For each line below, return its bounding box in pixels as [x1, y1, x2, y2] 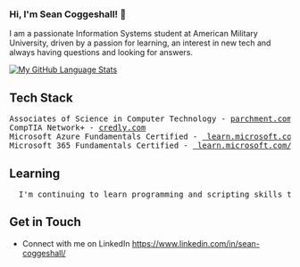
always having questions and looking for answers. [9, 47, 194, 58]
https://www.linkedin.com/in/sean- [131, 238, 261, 248]
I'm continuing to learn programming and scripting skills [18, 189, 283, 199]
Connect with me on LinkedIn [21, 238, 130, 248]
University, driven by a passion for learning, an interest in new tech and [9, 37, 271, 48]
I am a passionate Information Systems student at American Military [9, 28, 259, 39]
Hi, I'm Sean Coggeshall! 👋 [9, 8, 127, 20]
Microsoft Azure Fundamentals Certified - [9, 132, 198, 142]
